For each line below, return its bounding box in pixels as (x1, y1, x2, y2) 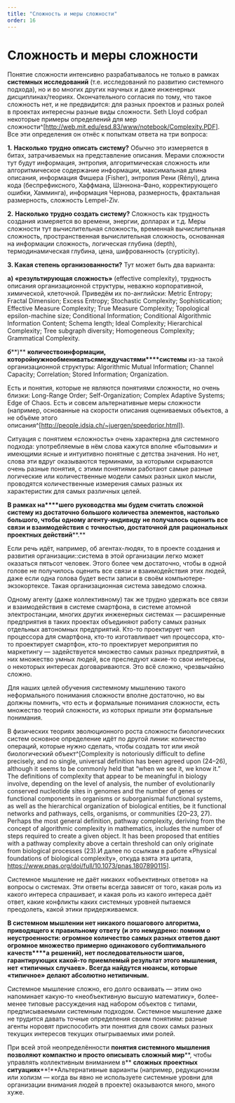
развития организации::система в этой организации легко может (7, 551, 204, 560)
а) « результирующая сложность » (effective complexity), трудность (7, 274, 212, 283)
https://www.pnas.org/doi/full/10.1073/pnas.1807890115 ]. (7, 862, 170, 870)
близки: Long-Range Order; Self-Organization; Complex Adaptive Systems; (7, 391, 226, 400)
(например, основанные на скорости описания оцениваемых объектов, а (7, 406, 229, 415)
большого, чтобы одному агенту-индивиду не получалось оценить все (7, 516, 228, 524)
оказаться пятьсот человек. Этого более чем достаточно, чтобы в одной (7, 559, 227, 568)
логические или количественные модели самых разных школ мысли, (7, 472, 217, 480)
